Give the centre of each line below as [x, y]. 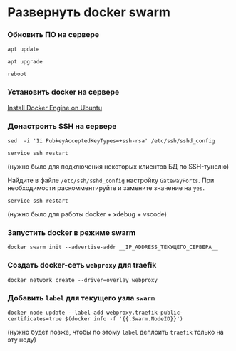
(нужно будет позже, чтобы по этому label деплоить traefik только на [116, 332]
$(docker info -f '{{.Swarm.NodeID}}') [124, 319]
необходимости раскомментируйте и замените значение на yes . [106, 188]
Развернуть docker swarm [89, 12]
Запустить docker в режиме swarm [72, 232]
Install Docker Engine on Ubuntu [55, 108]
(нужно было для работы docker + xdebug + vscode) [87, 214]
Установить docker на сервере [63, 92]
